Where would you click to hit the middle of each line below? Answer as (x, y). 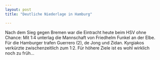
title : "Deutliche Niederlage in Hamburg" (49, 14)
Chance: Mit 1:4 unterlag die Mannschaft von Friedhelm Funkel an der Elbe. (80, 38)
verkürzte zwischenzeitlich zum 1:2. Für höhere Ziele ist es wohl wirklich (77, 48)
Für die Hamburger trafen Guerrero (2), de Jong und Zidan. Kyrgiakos (75, 42)
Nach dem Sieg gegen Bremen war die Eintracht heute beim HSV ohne (76, 32)
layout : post (18, 10)
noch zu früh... (20, 53)
